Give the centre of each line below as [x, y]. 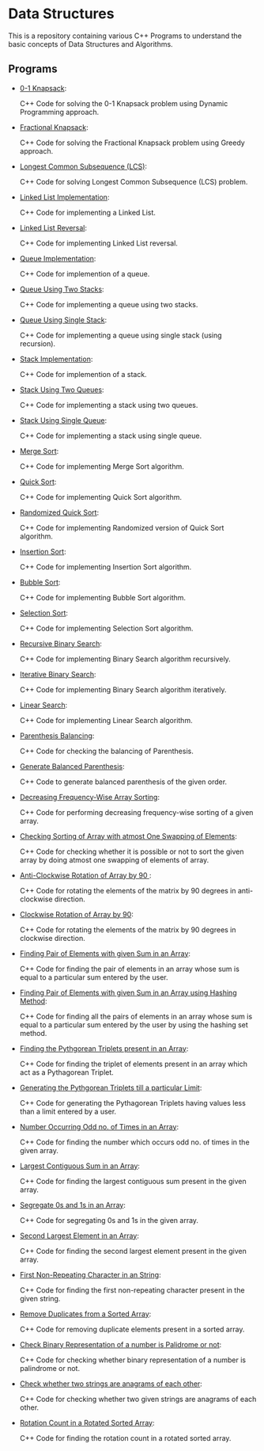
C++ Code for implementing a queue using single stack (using [121, 335]
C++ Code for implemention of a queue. [85, 273]
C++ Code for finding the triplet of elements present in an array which [133, 1064]
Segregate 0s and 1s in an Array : [73, 1205]
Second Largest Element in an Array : [79, 1236]
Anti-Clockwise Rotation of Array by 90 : [85, 875]
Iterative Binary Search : [58, 674]
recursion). [38, 343]
